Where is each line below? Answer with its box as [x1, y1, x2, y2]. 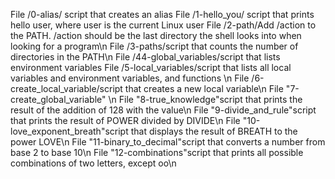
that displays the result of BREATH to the [130, 125, 298, 137]
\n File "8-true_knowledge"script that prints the [108, 94, 303, 105]
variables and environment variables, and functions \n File [10, 72, 250, 84]
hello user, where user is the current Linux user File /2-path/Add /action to [10, 19, 317, 31]
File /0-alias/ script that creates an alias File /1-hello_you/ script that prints [10, 9, 315, 20]
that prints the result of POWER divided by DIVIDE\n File [10, 115, 241, 126]
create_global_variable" [10, 94, 107, 105]
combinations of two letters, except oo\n [10, 157, 177, 169]
